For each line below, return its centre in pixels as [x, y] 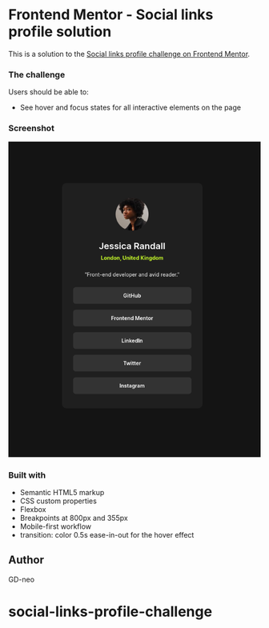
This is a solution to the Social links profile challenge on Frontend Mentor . [129, 54]
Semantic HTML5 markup [62, 492]
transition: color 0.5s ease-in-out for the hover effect [107, 534]
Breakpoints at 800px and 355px [74, 518]
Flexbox [33, 509]
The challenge [37, 74]
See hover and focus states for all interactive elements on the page [130, 108]
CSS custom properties [58, 501]
